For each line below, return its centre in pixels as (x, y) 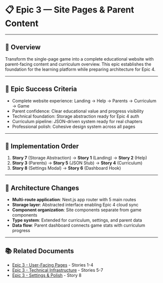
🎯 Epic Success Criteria (41, 89)
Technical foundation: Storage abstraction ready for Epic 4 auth (75, 116)
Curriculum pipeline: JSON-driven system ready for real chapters (77, 121)
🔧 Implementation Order (42, 146)
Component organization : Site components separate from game (77, 210)
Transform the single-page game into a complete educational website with (79, 59)
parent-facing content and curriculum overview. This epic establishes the (78, 64)
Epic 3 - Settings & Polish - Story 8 (47, 275)
